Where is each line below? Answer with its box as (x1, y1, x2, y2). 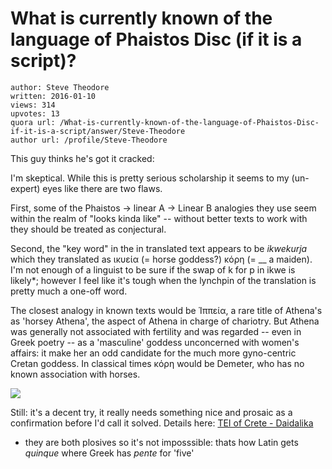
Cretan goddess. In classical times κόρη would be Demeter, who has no (10, 357, 305, 369)
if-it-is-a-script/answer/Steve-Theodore (10, 126, 186, 136)
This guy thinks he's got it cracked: (10, 152, 155, 164)
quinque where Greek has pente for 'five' (24, 447, 195, 459)
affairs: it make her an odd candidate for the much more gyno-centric (10, 347, 297, 359)
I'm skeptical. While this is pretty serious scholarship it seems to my (10, 172, 290, 184)
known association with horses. (10, 368, 141, 380)
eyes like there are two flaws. (42, 182, 163, 194)
